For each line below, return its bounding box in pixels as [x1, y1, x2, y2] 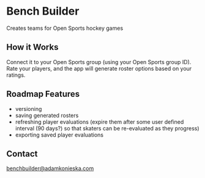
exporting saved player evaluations [15, 131, 104, 138]
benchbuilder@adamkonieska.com [6, 165, 94, 172]
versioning [15, 105, 42, 112]
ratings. [6, 71, 26, 79]
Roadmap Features [6, 89, 80, 99]
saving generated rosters [15, 112, 79, 119]
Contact [6, 148, 38, 159]
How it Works [6, 42, 59, 52]
